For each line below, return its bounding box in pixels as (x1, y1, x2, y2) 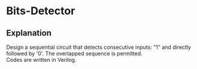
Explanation (6, 28, 52, 38)
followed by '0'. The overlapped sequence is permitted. (6, 50, 143, 57)
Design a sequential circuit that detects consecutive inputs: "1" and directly (6, 43, 192, 51)
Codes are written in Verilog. (6, 57, 77, 63)
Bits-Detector (6, 4, 75, 18)
